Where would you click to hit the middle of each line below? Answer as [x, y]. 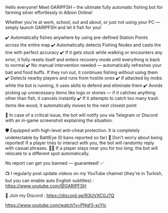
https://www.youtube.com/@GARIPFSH [46, 186]
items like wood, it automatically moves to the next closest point [71, 105]
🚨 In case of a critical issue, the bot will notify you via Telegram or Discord [81, 115]
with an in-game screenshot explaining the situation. [59, 120]
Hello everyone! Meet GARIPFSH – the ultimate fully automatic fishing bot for [84, 7]
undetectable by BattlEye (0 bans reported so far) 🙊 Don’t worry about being [84, 137]
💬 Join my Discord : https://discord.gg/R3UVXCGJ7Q [60, 196]
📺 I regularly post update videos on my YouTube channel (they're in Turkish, [84, 173]
